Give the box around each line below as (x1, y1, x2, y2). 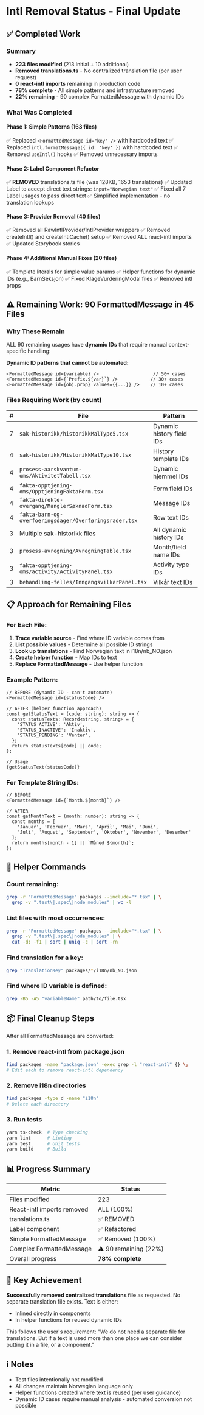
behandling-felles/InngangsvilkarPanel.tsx (19, 579, 147, 585)
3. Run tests (6, 1115, 42, 1124)
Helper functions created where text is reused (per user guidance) (15, 1389, 181, 1396)
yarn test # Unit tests (6, 1140, 80, 1146)
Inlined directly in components (15, 1310, 91, 1317)
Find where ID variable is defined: (6, 982, 107, 990)
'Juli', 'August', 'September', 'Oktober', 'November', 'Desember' (17, 829, 191, 835)
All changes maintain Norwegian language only (15, 1382, 134, 1389)
